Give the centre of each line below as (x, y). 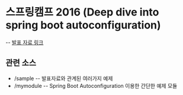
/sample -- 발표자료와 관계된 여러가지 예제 (63, 78)
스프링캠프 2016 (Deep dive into (82, 12)
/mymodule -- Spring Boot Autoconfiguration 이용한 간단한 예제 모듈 (96, 85)
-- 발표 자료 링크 (25, 42)
